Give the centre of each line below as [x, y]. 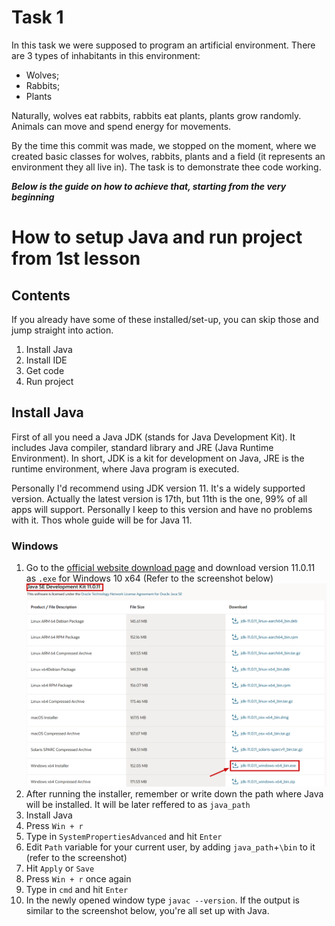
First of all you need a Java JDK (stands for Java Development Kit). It [153, 437]
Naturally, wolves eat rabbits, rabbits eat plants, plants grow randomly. [156, 115]
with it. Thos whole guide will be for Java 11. [102, 520]
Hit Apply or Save [60, 868]
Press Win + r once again [78, 879]
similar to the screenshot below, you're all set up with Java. [147, 911]
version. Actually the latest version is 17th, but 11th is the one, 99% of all [159, 498]
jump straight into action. [62, 330]
